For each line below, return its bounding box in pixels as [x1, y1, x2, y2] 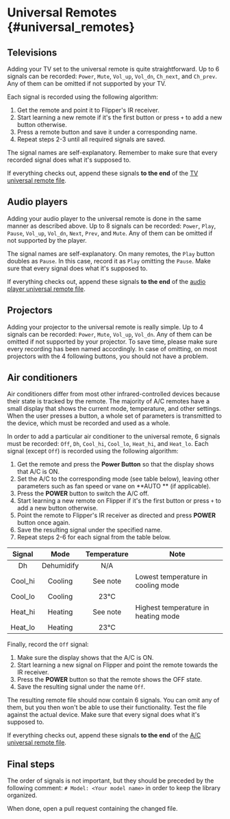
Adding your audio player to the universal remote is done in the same [7, 214, 202, 222]
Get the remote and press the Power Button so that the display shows [16, 460, 214, 468]
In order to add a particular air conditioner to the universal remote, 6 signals [7, 432, 220, 440]
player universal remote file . [7, 285, 86, 293]
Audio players [7, 196, 68, 208]
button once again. [16, 519, 71, 527]
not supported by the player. [7, 236, 87, 244]
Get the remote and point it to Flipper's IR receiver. [16, 106, 159, 114]
